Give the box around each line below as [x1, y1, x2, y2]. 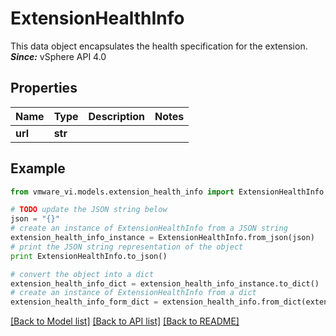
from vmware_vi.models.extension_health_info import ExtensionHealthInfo [10, 187, 325, 197]
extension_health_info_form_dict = [10, 297, 159, 307]
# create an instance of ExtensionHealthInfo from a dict [10, 288, 257, 298]
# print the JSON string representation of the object [10, 242, 244, 252]
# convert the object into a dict [10, 269, 155, 279]
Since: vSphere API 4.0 [10, 50, 107, 62]
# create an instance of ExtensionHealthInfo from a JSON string [10, 223, 288, 234]
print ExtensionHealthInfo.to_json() [10, 251, 168, 261]
